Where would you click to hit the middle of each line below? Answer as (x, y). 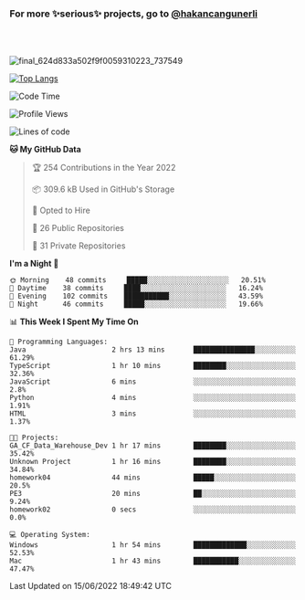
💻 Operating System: (50, 535)
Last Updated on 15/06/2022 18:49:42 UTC (90, 586)
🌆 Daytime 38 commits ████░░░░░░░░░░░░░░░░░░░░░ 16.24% (136, 289)
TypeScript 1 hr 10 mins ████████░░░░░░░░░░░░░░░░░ (153, 366)
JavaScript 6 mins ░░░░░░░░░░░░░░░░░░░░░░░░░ (153, 382)
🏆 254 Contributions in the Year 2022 (104, 168)
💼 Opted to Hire (61, 211)
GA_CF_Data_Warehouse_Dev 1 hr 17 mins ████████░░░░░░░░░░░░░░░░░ (153, 446)
